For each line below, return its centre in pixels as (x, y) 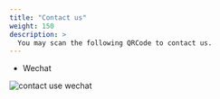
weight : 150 (32, 26)
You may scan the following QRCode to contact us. (115, 43)
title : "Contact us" (48, 18)
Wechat (37, 68)
